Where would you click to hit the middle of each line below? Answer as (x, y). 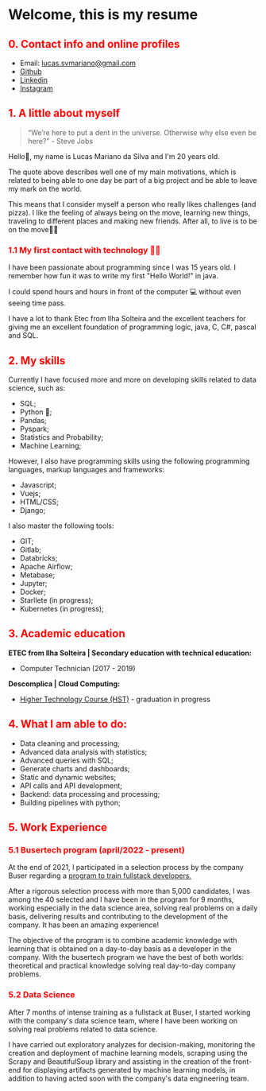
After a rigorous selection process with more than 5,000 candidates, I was (129, 891)
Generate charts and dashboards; (75, 768)
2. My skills (37, 361)
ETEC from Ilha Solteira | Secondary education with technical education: (130, 653)
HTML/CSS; (39, 502)
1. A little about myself (64, 113)
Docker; (33, 592)
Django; (33, 510)
